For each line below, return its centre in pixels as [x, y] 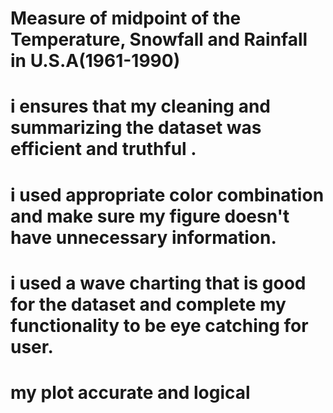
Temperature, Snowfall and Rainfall [159, 39]
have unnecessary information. [143, 237]
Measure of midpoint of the [126, 18]
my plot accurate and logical [130, 392]
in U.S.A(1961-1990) [95, 61]
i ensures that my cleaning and [140, 106]
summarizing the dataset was [136, 128]
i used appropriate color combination [167, 194]
